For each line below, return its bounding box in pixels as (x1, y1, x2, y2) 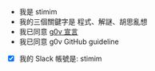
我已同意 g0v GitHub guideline (18, 37, 119, 46)
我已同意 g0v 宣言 (18, 27, 78, 36)
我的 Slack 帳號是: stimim (18, 54, 102, 63)
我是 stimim (18, 7, 58, 16)
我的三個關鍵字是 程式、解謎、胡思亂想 (18, 17, 148, 26)
